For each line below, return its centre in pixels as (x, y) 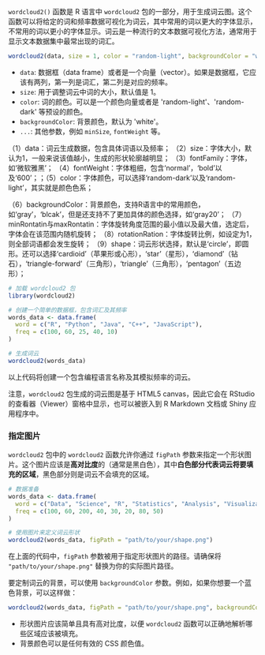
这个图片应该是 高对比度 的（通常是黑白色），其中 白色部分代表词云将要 (134, 465)
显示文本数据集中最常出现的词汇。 (63, 41)
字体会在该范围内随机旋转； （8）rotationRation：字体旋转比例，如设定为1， (132, 234)
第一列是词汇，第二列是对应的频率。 (113, 82)
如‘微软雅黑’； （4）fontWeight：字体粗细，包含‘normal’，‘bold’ (112, 167)
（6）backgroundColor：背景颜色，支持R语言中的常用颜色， (106, 204)
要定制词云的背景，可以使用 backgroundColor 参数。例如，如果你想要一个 (127, 583)
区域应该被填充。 (54, 634)
